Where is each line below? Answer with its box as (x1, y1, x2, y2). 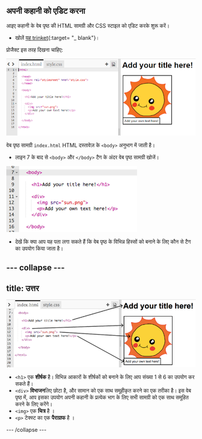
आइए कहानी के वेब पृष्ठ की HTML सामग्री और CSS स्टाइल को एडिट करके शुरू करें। (6, 22, 170, 29)
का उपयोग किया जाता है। (14, 245, 64, 252)
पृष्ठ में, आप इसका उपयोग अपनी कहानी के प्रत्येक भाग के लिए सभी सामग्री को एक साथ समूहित (14, 394, 189, 401)
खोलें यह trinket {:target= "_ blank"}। (14, 34, 100, 41)
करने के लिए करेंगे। (14, 400, 53, 408)
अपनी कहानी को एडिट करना (6, 6, 85, 16)
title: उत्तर (6, 283, 39, 293)
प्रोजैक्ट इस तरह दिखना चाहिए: (6, 46, 63, 53)
